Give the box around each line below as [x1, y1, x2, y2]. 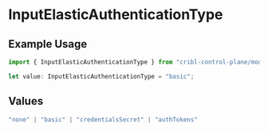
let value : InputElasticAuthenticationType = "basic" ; [8, 72, 195, 80]
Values [8, 94, 44, 108]
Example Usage [8, 37, 88, 51]
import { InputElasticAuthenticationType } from [8, 58, 173, 66]
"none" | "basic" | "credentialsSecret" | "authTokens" [8, 115, 198, 124]
